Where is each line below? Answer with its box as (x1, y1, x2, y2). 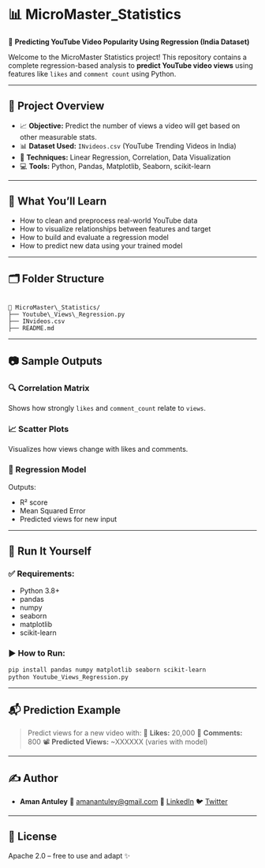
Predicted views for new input (19, 514, 118, 524)
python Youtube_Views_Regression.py (8, 673, 129, 681)
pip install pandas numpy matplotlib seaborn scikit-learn (8, 666, 207, 674)
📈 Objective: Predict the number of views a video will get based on (19, 121, 241, 130)
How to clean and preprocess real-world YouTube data (19, 216, 198, 225)
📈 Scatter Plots (8, 423, 69, 434)
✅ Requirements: (8, 568, 75, 579)
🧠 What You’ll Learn (8, 194, 107, 209)
